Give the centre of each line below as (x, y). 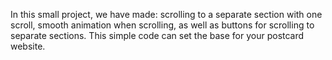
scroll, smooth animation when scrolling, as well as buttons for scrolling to (162, 25)
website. (28, 46)
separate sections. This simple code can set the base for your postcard (157, 35)
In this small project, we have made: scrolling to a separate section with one (166, 14)
